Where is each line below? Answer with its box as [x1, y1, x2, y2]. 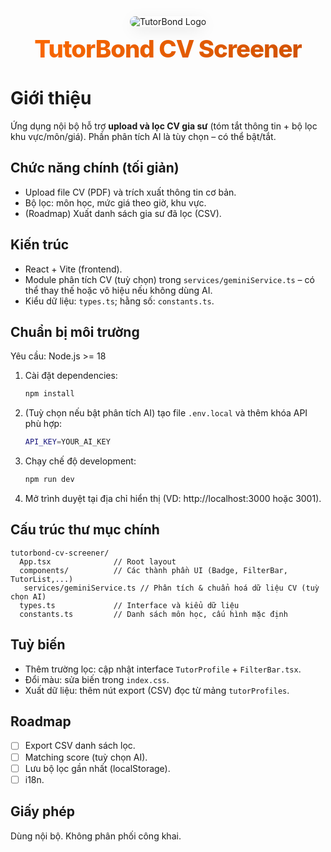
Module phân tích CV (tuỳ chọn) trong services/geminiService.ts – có [24, 273, 315, 285]
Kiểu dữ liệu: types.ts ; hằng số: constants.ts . [24, 295, 215, 307]
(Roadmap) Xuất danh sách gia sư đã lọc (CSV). [24, 207, 222, 219]
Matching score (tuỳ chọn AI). [24, 751, 148, 763]
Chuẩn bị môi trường [10, 323, 140, 340]
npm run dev [24, 475, 75, 485]
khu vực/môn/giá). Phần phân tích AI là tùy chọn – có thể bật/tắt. [10, 130, 277, 142]
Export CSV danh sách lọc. [24, 740, 136, 752]
